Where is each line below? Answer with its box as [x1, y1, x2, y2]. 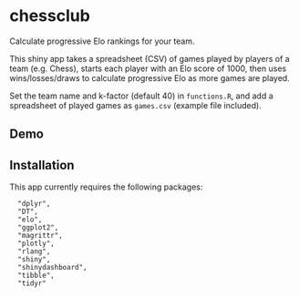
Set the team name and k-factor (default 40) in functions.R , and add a [9, 90, 273, 101]
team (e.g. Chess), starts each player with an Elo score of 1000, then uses [9, 63, 287, 74]
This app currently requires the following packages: [9, 181, 203, 192]
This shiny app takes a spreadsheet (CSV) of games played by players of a [9, 53, 290, 64]
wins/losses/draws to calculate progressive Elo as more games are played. [9, 72, 290, 83]
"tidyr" [17, 279, 47, 288]
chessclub [9, 5, 91, 26]
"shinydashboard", [17, 263, 88, 272]
